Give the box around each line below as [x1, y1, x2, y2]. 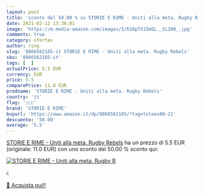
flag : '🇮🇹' [6, 99, 37, 105]
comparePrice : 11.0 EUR [6, 83, 67, 89]
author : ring [6, 43, 40, 49]
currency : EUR [6, 71, 43, 77]
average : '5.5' [6, 122, 45, 129]
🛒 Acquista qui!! [6, 182, 46, 189]
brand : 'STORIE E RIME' [6, 105, 67, 112]
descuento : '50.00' [6, 116, 56, 122]
